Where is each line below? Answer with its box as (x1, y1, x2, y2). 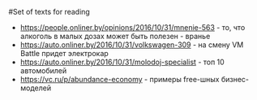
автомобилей (19, 66, 67, 76)
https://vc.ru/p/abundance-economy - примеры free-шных (19, 75, 220, 84)
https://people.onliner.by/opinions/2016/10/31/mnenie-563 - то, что (19, 23, 246, 32)
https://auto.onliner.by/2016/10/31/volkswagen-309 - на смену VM (19, 40, 244, 50)
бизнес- (221, 75, 250, 84)
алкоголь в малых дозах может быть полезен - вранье (19, 32, 211, 41)
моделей (19, 83, 52, 93)
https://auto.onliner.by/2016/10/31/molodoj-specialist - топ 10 (19, 57, 225, 67)
